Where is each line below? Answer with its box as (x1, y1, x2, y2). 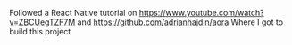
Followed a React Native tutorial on (9, 8, 138, 18)
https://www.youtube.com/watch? (138, 8, 265, 18)
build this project (9, 26, 71, 36)
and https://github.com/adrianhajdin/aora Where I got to (77, 17, 284, 27)
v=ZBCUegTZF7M (9, 17, 76, 27)
